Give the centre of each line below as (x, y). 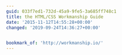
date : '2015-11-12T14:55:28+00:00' (50, 22)
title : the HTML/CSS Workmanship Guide (55, 17)
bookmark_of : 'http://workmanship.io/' (55, 43)
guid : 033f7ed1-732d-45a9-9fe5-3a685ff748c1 (61, 11)
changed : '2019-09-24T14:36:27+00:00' (53, 27)
